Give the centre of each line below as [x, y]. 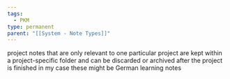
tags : [15, 14]
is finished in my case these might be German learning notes [94, 68]
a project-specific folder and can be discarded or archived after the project [115, 61]
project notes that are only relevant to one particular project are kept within [115, 53]
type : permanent [31, 27]
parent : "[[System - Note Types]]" [59, 33]
